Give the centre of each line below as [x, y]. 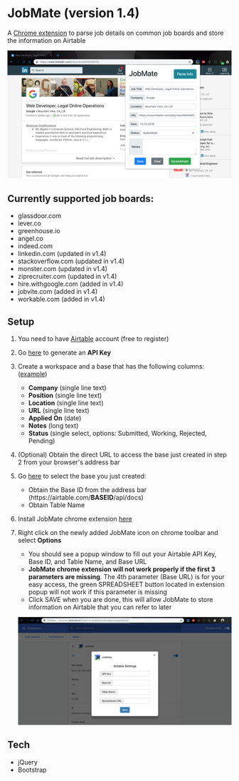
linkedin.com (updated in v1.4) [62, 254]
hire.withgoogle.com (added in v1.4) [70, 284]
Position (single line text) [65, 395]
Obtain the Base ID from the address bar [87, 490]
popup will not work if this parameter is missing [97, 592]
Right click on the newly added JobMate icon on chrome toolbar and [118, 532]
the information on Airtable [47, 40]
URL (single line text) [59, 410]
